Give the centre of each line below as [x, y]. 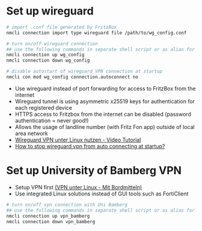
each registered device [43, 107]
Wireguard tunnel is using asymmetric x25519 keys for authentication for [105, 101]
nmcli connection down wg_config [48, 61]
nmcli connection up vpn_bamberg [48, 216]
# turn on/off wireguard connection [52, 43]
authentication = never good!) [52, 120]
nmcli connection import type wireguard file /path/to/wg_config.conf [96, 33]
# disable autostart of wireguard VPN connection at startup [84, 71]
